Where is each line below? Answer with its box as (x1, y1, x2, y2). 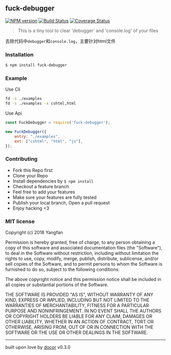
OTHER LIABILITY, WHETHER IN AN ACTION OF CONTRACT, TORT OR (5, 319, 154, 324)
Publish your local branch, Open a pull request (12, 199, 110, 206)
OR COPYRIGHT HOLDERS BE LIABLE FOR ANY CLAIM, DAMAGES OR (5, 313, 153, 319)
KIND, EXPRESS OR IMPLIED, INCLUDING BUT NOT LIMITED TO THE (5, 297, 150, 303)
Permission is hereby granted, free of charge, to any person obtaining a (5, 239, 155, 245)
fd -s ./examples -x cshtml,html (5, 101, 76, 106)
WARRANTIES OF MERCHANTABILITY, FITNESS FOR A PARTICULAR (5, 302, 149, 308)
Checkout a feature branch (12, 183, 69, 189)
